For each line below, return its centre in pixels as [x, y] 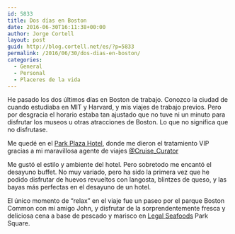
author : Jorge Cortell [41, 34]
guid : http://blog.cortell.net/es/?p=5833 [71, 47]
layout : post [27, 40]
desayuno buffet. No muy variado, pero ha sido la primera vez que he [109, 172]
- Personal [30, 73]
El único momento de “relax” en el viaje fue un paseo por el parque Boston [116, 201]
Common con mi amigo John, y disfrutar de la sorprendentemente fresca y [116, 209]
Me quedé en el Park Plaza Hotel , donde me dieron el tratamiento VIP [108, 144]
